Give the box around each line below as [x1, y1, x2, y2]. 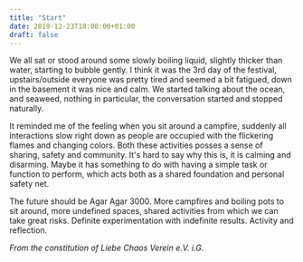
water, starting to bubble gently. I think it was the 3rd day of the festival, [9, 64, 278, 75]
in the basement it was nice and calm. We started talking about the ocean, [9, 83, 286, 95]
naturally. [9, 103, 44, 114]
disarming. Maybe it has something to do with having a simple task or [9, 160, 269, 170]
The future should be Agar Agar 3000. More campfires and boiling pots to [9, 196, 285, 207]
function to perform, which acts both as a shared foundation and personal [9, 169, 285, 180]
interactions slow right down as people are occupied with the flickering [9, 131, 274, 141]
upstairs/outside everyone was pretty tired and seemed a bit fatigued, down [9, 74, 292, 85]
